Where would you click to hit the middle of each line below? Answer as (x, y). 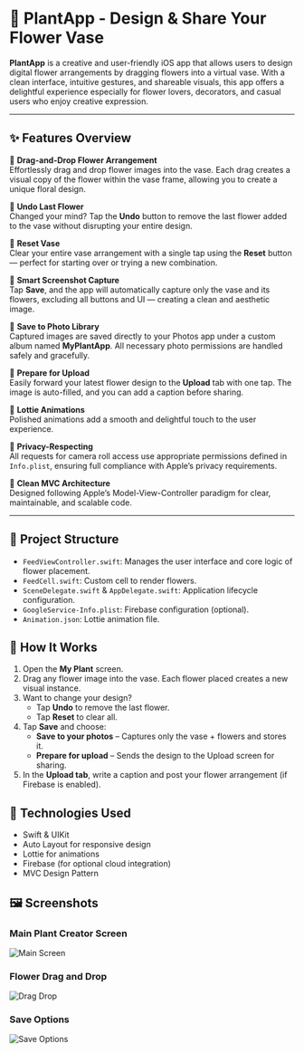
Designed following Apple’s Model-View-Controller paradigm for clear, (140, 493)
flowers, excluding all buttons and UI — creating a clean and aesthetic (140, 299)
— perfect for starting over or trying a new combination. (114, 263)
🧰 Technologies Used (70, 813)
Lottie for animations (61, 854)
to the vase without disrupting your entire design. (101, 225)
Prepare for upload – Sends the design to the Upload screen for (155, 756)
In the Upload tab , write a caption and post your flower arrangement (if (155, 775)
